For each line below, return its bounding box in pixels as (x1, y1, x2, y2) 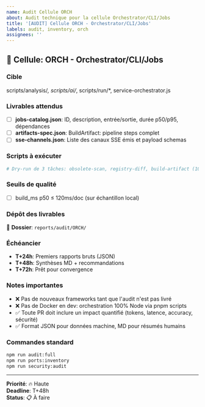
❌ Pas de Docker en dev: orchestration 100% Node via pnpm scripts (15, 302, 187, 309)
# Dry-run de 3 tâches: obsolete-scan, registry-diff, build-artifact (6, 166, 190, 172)
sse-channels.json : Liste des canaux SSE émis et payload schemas (15, 136, 187, 144)
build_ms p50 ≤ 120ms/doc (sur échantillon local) (15, 194, 140, 201)
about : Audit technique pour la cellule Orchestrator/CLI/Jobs (6, 15, 171, 21)
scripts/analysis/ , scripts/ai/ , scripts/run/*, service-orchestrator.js (6, 86, 171, 94)
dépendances (15, 123, 50, 130)
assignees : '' (6, 32, 43, 38)
